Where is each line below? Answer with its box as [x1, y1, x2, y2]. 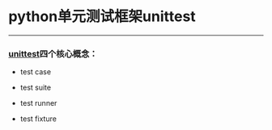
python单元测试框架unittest [8, 7, 196, 26]
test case [19, 67, 51, 77]
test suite [19, 82, 51, 93]
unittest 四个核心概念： [8, 48, 98, 59]
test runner [19, 99, 57, 108]
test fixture [19, 114, 57, 124]
